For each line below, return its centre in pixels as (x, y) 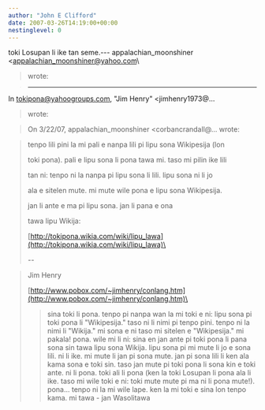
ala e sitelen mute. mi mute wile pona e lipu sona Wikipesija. (125, 191)
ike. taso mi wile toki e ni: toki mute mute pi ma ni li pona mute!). (151, 381)
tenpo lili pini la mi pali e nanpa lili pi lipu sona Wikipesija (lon (126, 145)
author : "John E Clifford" (52, 15)
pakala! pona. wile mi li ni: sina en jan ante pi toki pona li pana (147, 339)
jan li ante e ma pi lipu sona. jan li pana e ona (100, 206)
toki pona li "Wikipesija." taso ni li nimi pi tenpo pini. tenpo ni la (148, 322)
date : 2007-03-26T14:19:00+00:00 (63, 23)
